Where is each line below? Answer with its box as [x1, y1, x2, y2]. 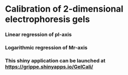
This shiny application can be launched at [5, 57, 106, 64]
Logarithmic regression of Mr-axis [5, 44, 88, 51]
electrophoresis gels [5, 14, 90, 25]
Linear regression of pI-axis [5, 31, 72, 38]
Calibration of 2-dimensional [5, 3, 124, 15]
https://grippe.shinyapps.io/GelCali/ [5, 63, 93, 70]
